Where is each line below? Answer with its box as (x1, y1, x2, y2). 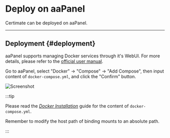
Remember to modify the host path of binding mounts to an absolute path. (5, 118, 160, 124)
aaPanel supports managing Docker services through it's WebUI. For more (5, 53, 160, 59)
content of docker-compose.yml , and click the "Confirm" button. (5, 73, 137, 79)
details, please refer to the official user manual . (5, 58, 104, 64)
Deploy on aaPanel (5, 3, 85, 15)
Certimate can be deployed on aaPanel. (5, 20, 88, 26)
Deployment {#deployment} (5, 39, 96, 48)
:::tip (5, 93, 15, 99)
